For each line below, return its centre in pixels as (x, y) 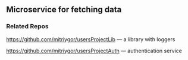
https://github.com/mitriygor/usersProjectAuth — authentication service (94, 51)
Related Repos (27, 26)
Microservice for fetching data (64, 10)
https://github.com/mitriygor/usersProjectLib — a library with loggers (91, 39)
